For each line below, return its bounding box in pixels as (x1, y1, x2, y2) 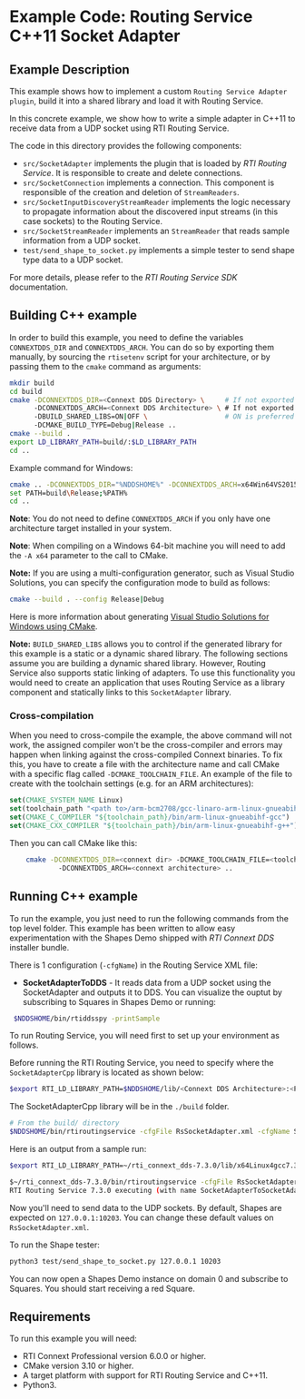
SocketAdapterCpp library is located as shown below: (9, 1067, 204, 1078)
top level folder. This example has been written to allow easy (9, 922, 236, 933)
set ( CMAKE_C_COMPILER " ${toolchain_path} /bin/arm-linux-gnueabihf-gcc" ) (9, 813, 290, 823)
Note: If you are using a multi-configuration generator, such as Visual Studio (9, 567, 295, 578)
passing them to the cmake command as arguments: (9, 360, 202, 371)
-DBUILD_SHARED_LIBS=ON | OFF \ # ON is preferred (33, 412, 295, 421)
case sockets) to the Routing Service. (22, 216, 163, 226)
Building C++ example (9, 308, 138, 323)
